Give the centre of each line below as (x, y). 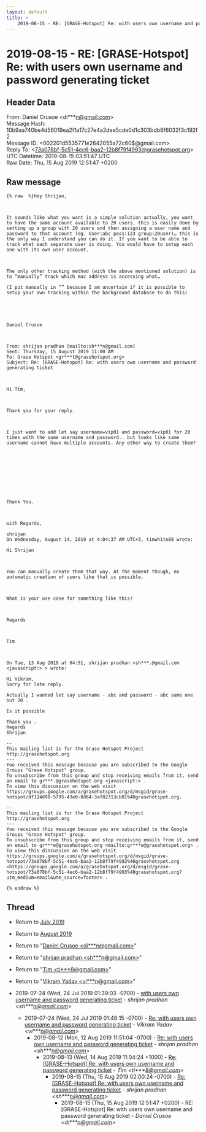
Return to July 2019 (40, 922)
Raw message (34, 182)
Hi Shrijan (20, 550)
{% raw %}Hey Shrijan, (37, 196)
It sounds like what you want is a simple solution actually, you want (100, 218)
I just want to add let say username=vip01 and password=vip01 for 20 (98, 432)
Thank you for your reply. (41, 411)
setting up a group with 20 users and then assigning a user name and (98, 228)
